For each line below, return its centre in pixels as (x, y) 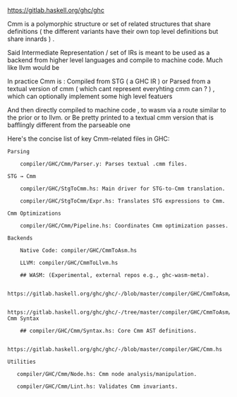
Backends (20, 238)
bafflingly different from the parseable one (69, 125)
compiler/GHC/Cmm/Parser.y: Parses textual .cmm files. (104, 164)
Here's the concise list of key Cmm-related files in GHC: (89, 138)
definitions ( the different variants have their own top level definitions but (113, 31)
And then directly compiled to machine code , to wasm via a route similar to (117, 110)
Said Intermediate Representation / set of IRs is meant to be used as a (109, 53)
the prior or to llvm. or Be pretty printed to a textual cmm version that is (110, 117)
